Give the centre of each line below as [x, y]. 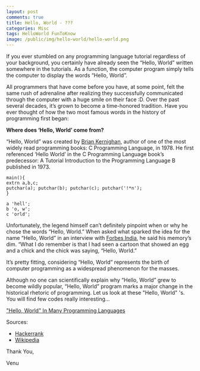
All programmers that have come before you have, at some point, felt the [95, 87]
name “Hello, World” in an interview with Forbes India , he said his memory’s [99, 238]
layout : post [22, 12]
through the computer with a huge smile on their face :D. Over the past [93, 99]
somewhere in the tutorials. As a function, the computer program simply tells [100, 69]
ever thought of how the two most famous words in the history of [86, 112]
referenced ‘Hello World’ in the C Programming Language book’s [85, 154]
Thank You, [20, 351]
